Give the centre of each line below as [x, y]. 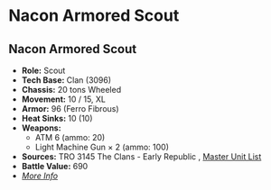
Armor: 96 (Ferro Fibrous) [70, 109]
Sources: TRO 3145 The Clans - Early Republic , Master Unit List [141, 157]
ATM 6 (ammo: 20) [70, 137]
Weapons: [41, 128]
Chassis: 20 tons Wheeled [71, 90]
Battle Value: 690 [55, 166]
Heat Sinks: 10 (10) [57, 118]
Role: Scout [43, 70]
